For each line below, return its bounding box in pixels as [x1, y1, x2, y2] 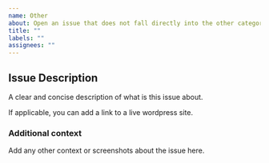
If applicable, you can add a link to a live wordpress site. [8, 107, 194, 117]
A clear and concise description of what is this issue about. [8, 92, 203, 101]
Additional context [8, 127, 82, 138]
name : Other [8, 11, 48, 20]
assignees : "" [8, 42, 56, 50]
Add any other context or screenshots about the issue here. [8, 145, 205, 156]
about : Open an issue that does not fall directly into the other [8, 19, 235, 27]
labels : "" [8, 34, 45, 42]
